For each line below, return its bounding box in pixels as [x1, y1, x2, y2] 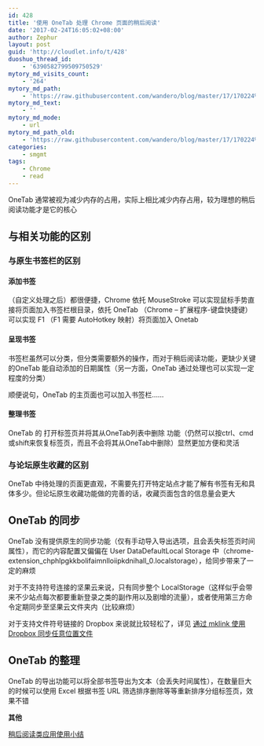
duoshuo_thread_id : [8, 56, 72, 64]
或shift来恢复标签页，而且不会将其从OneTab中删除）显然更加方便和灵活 [8, 438, 240, 447]
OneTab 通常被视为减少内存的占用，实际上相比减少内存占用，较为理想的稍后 [8, 194, 255, 204]
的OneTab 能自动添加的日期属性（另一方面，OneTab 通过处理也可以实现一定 [8, 363, 255, 373]
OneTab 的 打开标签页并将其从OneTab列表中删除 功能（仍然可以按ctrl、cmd [8, 428, 254, 437]
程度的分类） [8, 373, 49, 382]
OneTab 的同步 [8, 514, 81, 527]
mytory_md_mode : [8, 114, 61, 122]
